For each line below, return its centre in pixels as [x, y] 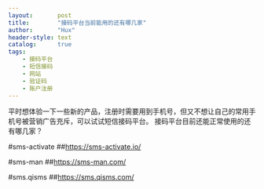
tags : [17, 52]
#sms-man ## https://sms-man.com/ [67, 162]
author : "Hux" [42, 30]
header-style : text [40, 37]
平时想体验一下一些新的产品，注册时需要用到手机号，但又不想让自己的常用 [128, 111]
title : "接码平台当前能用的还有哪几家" [77, 23]
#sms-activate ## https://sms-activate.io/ [75, 147]
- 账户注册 [38, 88]
